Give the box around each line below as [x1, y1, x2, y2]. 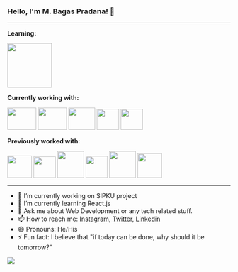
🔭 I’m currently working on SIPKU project [17, 192, 137, 200]
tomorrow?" [17, 243, 53, 251]
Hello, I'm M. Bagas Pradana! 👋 [7, 6, 115, 16]
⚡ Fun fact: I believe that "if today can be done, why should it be [17, 233, 205, 241]
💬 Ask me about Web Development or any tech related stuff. [17, 207, 193, 215]
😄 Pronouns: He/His [17, 225, 78, 234]
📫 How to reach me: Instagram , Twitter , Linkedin [17, 214, 161, 223]
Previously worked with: [7, 137, 81, 146]
